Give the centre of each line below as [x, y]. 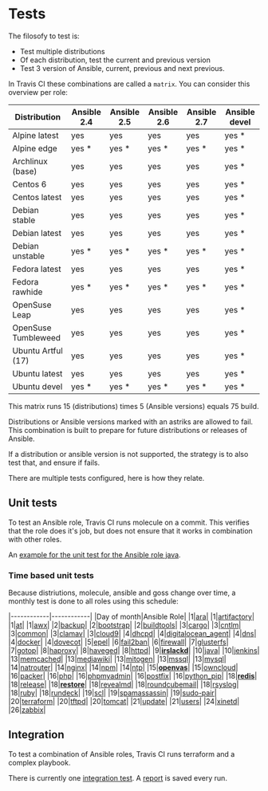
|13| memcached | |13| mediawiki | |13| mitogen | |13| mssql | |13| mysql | [117, 659]
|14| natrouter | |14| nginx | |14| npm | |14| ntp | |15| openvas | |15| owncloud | [123, 667]
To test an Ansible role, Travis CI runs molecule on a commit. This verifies [129, 522]
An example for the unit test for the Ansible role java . [95, 554]
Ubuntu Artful [38, 350]
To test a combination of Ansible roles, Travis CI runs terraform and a [122, 754]
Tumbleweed [37, 337]
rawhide [28, 292]
